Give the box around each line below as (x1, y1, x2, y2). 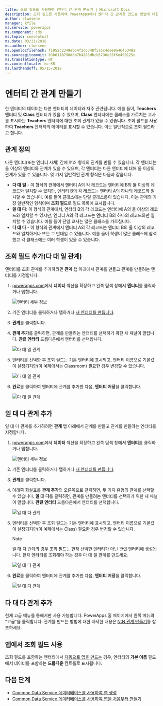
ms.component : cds (5, 30, 42, 35)
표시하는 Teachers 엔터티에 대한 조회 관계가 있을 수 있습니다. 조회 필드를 (10, 117, 148, 123)
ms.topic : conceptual (5, 35, 49, 39)
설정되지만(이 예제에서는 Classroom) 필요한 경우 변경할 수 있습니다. (17, 363, 146, 369)
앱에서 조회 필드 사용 (5, 640, 63, 649)
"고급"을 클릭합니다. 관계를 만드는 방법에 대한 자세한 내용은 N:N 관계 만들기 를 (5, 619, 151, 625)
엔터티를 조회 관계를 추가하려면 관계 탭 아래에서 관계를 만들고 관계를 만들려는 (5, 266, 150, 272)
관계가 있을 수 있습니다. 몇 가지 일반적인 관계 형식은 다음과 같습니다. (5, 171, 133, 177)
